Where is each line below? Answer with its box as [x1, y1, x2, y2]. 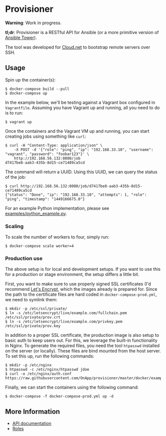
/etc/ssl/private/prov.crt [5, 315, 61, 320]
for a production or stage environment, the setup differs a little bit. [5, 272, 140, 277]
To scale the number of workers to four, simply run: [5, 234, 110, 240]
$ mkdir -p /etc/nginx [5, 363, 52, 368]
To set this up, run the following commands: [5, 353, 95, 359]
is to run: [5, 110, 23, 116]
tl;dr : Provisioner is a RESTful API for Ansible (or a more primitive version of [5, 29, 159, 35]
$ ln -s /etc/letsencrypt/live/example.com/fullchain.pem [5, 311, 127, 316]
